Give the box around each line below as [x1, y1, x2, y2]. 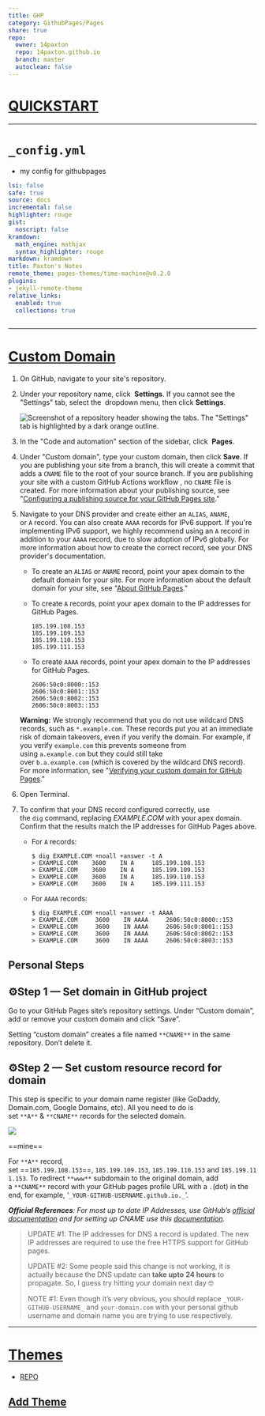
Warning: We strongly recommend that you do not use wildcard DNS [19, 716, 244, 725]
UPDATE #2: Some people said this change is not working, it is [27, 1262, 231, 1271]
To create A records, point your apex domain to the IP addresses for [31, 598, 251, 609]
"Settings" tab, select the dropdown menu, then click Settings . [19, 398, 226, 407]
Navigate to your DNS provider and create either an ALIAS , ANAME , [19, 509, 230, 519]
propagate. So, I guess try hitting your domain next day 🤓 [27, 1278, 215, 1288]
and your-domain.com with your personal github [86, 1302, 239, 1312]
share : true [8, 26, 47, 34]
